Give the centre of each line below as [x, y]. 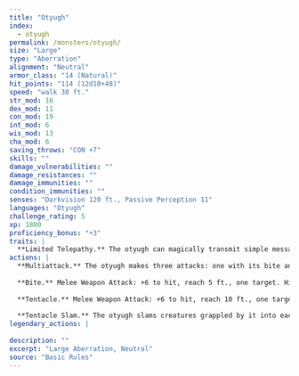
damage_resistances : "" [53, 175]
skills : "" [29, 158]
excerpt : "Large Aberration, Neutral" [81, 348]
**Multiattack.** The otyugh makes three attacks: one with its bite [149, 266]
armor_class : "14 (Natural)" [63, 76]
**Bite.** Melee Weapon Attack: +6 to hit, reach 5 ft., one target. [149, 282]
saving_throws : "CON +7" [55, 150]
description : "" [39, 340]
